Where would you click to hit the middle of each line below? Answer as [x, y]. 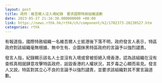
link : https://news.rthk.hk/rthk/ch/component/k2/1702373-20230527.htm [78, 23]
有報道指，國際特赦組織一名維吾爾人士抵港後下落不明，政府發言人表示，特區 [81, 42]
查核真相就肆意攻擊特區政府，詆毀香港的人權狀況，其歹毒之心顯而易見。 [77, 64]
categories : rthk [22, 27]
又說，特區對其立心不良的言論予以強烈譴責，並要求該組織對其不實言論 [79, 70]
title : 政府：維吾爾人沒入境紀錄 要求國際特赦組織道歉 [54, 14]
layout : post [18, 9]
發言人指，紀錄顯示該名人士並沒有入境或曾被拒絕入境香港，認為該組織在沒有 [81, 58]
